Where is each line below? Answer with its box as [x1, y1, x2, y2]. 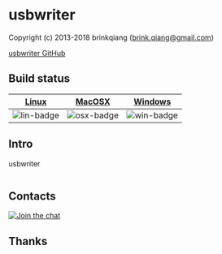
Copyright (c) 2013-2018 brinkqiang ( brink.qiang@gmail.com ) [8, 32, 214, 42]
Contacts [8, 189, 57, 203]
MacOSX [75, 96, 111, 107]
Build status [8, 71, 71, 86]
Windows [133, 96, 172, 107]
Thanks [8, 234, 48, 248]
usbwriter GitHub [8, 48, 66, 58]
